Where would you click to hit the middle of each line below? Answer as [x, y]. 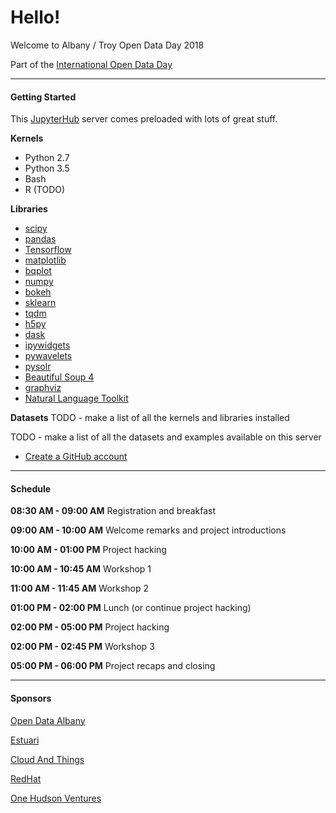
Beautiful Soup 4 [59, 377]
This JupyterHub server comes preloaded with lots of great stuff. [144, 119]
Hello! [35, 17]
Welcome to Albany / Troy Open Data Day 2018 [107, 45]
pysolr [38, 367]
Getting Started [43, 97]
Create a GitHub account [76, 457]
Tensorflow [48, 250]
